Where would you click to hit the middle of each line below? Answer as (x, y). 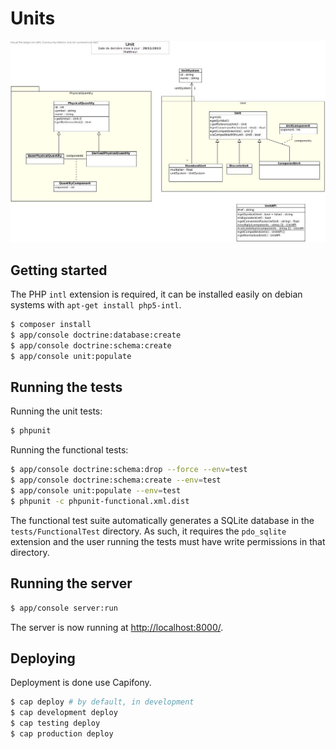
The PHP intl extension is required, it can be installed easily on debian (156, 294)
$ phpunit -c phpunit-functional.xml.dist (100, 501)
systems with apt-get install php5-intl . (96, 305)
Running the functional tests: (69, 450)
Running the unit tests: (56, 411)
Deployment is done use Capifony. (81, 683)
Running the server (71, 583)
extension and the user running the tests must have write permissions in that (168, 541)
